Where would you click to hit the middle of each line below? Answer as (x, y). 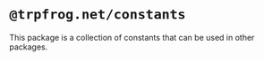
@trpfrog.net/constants (98, 15)
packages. (29, 47)
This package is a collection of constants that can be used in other (132, 37)
